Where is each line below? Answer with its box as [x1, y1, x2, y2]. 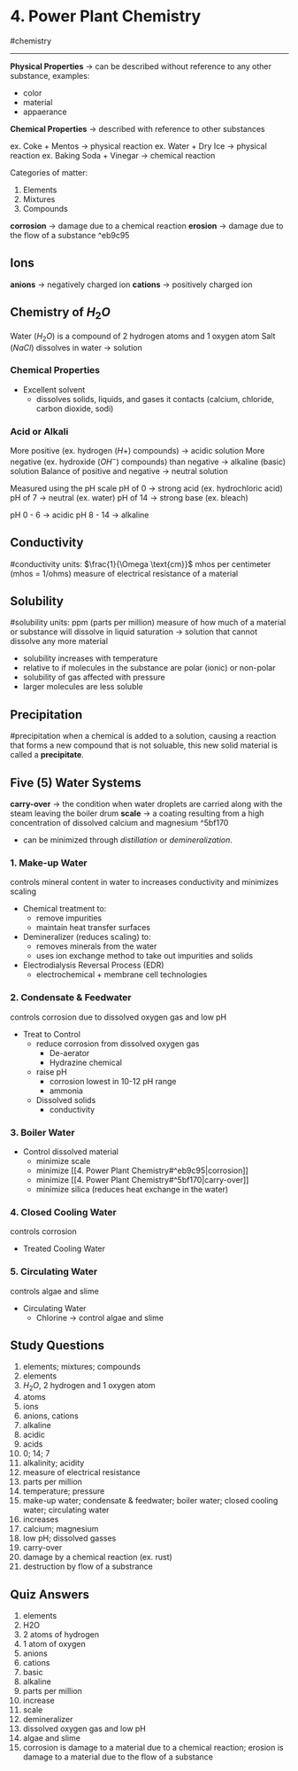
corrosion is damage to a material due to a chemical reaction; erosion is [22, 1742, 284, 1752]
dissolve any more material [10, 636, 109, 647]
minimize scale [35, 1155, 91, 1166]
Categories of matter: [10, 167, 88, 178]
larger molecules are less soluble [22, 681, 144, 692]
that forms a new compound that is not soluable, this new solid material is [10, 740, 278, 750]
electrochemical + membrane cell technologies [35, 969, 208, 980]
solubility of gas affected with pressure [22, 672, 166, 683]
